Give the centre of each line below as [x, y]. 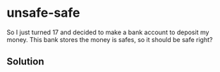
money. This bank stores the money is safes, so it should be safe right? [110, 39]
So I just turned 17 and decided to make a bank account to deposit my [108, 32]
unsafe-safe [43, 13]
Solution [25, 62]
